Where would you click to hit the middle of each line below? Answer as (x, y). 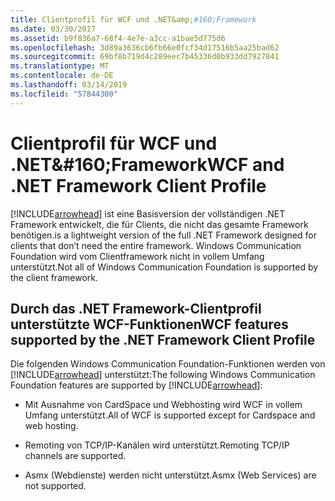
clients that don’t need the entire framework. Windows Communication (156, 245)
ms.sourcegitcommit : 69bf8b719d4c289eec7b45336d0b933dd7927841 (145, 57)
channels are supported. (75, 456)
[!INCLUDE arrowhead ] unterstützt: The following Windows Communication (163, 375)
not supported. (55, 486)
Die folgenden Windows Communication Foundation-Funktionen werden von (168, 364)
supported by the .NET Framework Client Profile (163, 339)
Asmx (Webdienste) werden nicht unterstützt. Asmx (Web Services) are (170, 475)
